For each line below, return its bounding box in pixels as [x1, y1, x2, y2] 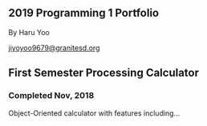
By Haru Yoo [8, 27, 50, 37]
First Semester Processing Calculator [8, 66, 199, 80]
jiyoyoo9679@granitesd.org [8, 43, 100, 53]
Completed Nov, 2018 [8, 90, 95, 101]
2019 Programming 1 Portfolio [8, 6, 159, 20]
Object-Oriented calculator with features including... [8, 108, 181, 118]
